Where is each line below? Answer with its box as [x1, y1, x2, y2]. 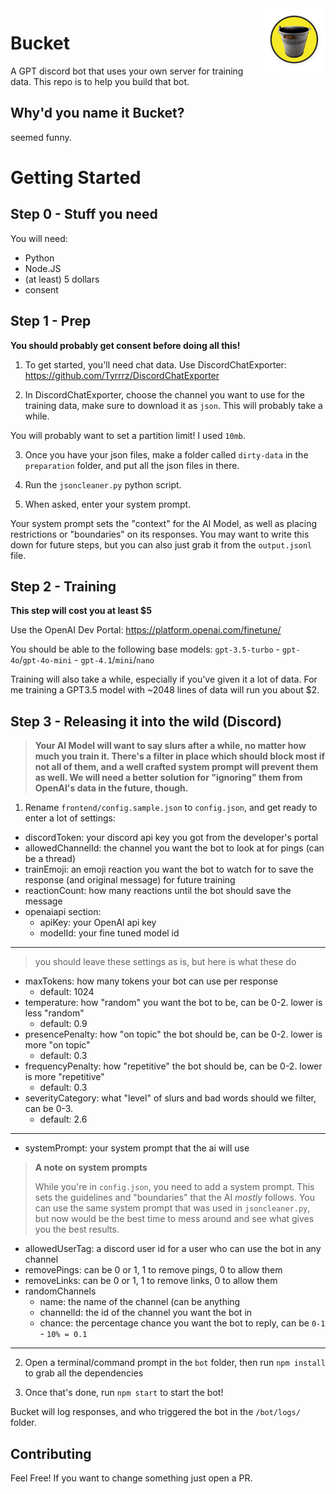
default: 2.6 [39, 1113, 88, 1126]
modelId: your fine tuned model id [39, 927, 180, 939]
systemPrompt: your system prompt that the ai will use [24, 1142, 250, 1154]
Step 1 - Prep [10, 313, 92, 330]
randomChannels [24, 1285, 97, 1297]
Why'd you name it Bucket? [10, 105, 185, 122]
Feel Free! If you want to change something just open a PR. [10, 1472, 253, 1484]
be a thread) [24, 853, 77, 865]
